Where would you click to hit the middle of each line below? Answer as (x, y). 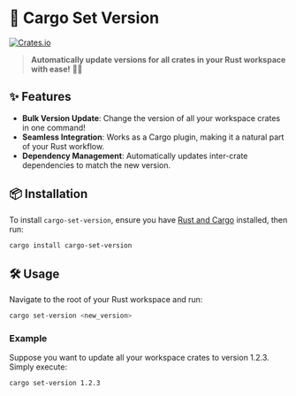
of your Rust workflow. (63, 146)
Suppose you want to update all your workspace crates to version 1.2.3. (139, 358)
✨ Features (40, 97)
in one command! (53, 127)
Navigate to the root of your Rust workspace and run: (106, 300)
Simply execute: (38, 367)
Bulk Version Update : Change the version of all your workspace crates (151, 118)
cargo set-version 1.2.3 (55, 384)
